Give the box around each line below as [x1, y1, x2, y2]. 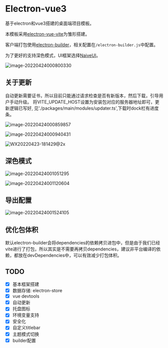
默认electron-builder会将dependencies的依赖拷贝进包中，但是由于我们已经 [5, 240, 160, 246]
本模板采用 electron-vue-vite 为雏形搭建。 [5, 31, 90, 37]
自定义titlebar [12, 325, 41, 331]
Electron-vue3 [5, 3, 67, 15]
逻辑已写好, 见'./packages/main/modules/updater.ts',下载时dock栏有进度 [9, 105, 159, 111]
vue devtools [12, 293, 40, 299]
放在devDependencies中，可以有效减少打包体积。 [18, 252, 122, 258]
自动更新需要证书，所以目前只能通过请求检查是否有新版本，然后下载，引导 [5, 93, 159, 99]
